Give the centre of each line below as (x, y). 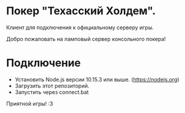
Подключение (43, 63)
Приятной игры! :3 (30, 103)
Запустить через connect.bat (52, 92)
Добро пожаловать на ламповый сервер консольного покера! (86, 39)
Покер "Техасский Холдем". (81, 11)
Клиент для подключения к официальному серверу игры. (80, 27)
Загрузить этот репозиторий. (52, 86)
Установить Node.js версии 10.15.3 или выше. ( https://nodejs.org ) (97, 79)
